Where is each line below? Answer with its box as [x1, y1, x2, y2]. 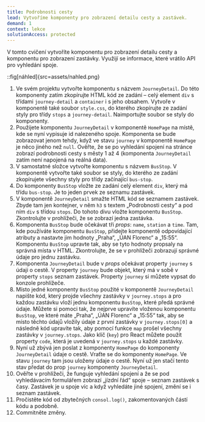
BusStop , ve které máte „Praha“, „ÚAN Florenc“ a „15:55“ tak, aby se [15, 312, 185, 319]
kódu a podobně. [15, 402, 59, 410]
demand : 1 [7, 20, 32, 26]
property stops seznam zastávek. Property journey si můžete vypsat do [15, 273, 196, 281]
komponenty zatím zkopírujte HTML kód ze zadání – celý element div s [15, 91, 195, 99]
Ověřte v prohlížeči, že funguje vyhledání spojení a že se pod [15, 370, 170, 377]
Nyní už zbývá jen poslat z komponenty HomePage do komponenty [15, 344, 179, 351]
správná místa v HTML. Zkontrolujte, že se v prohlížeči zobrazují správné [15, 247, 199, 254]
